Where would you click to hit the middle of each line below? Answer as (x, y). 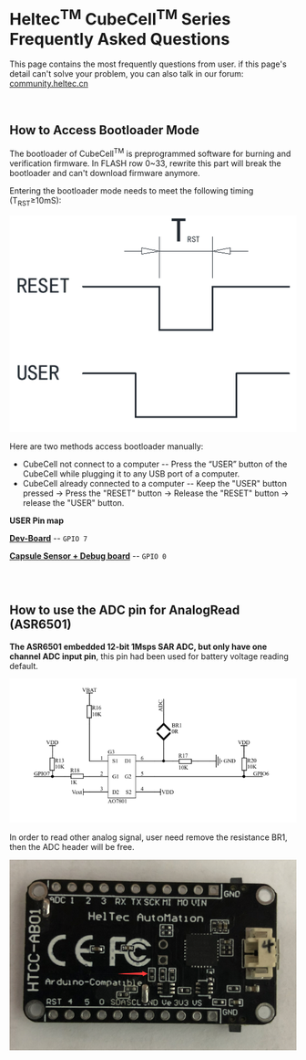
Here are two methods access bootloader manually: (107, 446)
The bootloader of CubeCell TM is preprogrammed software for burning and (150, 153)
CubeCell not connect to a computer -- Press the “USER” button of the (155, 464)
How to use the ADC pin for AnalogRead (125, 610)
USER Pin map (37, 520)
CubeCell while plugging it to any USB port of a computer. (131, 473)
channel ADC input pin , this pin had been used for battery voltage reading (149, 656)
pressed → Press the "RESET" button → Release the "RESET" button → (156, 493)
